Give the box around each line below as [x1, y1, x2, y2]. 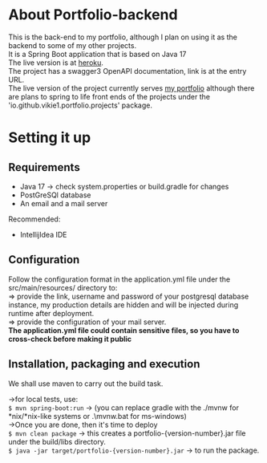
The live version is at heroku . [8, 58, 104, 67]
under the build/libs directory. [8, 437, 107, 446]
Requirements [8, 160, 80, 174]
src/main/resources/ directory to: [8, 282, 118, 292]
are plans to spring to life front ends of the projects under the [8, 91, 211, 101]
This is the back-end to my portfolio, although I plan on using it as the [8, 32, 238, 42]
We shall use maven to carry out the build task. [8, 379, 164, 388]
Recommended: [8, 214, 61, 224]
